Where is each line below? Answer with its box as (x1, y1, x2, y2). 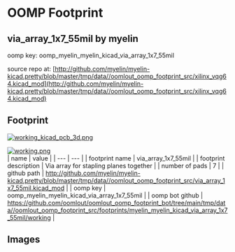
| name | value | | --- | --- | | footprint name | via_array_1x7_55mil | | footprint (7, 154, 225, 162)
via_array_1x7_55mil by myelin (7, 33, 138, 45)
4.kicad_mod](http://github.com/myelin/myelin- (7, 80, 144, 88)
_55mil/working (7, 213, 51, 221)
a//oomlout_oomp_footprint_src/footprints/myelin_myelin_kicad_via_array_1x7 (7, 206, 228, 214)
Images (7, 234, 41, 246)
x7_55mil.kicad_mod (7, 184, 65, 192)
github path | (7, 169, 44, 177)
